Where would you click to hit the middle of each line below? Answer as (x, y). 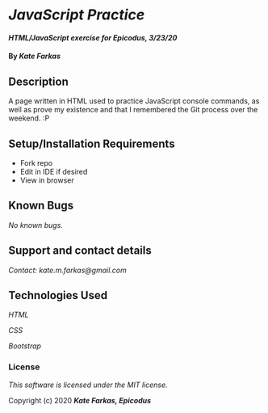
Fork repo (36, 163)
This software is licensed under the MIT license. (88, 385)
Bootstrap (25, 346)
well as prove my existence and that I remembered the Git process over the (133, 110)
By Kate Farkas (34, 56)
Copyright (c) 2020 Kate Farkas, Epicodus (80, 400)
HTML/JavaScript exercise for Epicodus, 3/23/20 (93, 37)
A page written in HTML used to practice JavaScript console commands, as (134, 101)
